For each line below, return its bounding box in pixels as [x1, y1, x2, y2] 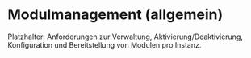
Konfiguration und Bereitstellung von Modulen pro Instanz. [7, 40, 202, 49]
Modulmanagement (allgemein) [7, 6, 224, 24]
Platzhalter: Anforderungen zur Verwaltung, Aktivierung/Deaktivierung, [7, 32, 244, 41]
